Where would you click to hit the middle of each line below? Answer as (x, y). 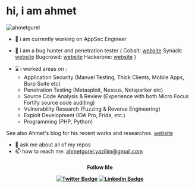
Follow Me (100, 167)
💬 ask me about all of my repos (53, 145)
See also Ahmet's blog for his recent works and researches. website (90, 133)
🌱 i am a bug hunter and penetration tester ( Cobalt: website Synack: (99, 50)
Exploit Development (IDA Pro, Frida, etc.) (75, 115)
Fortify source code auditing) (59, 102)
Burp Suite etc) (42, 83)
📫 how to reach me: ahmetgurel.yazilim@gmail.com (79, 151)
